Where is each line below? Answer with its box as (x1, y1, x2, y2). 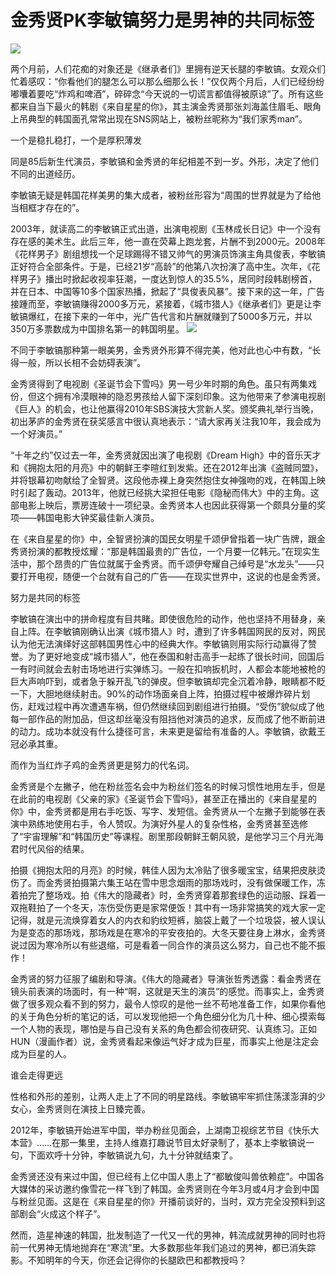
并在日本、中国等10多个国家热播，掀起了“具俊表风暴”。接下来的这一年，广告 (10, 285, 325, 297)
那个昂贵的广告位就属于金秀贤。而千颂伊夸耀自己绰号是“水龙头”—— (36, 557, 317, 570)
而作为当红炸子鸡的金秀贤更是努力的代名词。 (10, 759, 195, 771)
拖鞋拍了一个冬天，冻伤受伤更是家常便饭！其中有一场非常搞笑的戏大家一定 (18, 901, 326, 913)
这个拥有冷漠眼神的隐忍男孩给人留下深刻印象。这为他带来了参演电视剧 (36, 390, 326, 402)
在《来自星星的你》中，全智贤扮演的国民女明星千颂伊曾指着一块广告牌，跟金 (10, 532, 326, 545)
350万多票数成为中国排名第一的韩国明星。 (10, 322, 185, 335)
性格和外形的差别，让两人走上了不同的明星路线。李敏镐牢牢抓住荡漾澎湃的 (10, 1090, 317, 1102)
